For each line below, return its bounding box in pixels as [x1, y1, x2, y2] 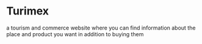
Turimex [6, 4, 49, 18]
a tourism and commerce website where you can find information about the [6, 24, 196, 31]
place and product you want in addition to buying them [6, 30, 144, 37]
